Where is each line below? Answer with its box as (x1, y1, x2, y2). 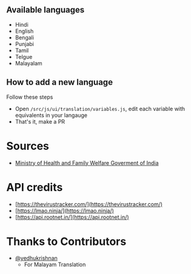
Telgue (15, 53, 33, 60)
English (15, 27, 34, 35)
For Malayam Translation (24, 261, 86, 269)
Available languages (6, 5, 85, 15)
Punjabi (15, 40, 35, 47)
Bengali (15, 33, 35, 41)
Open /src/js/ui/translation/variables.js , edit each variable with (15, 105, 186, 112)
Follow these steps (6, 93, 53, 101)
